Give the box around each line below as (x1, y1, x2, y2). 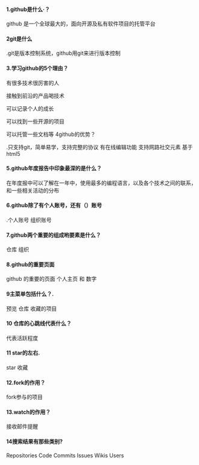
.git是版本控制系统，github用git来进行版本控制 (6, 50, 121, 57)
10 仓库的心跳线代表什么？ (6, 320, 72, 327)
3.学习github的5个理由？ (6, 65, 69, 72)
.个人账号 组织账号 (6, 216, 52, 223)
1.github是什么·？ (6, 5, 50, 13)
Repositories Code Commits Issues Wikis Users (6, 452, 124, 459)
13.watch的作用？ (6, 408, 51, 415)
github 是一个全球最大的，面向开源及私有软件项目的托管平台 (6, 20, 156, 27)
